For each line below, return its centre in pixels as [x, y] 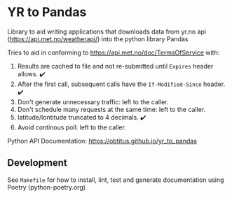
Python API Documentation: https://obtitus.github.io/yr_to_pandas [102, 141]
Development [37, 163]
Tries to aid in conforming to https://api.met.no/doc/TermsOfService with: [114, 52]
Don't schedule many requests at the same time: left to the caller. [111, 109]
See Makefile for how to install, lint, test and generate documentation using [116, 180]
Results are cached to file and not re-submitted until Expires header [115, 66]
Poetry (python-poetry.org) [47, 187]
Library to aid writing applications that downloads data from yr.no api [107, 31]
